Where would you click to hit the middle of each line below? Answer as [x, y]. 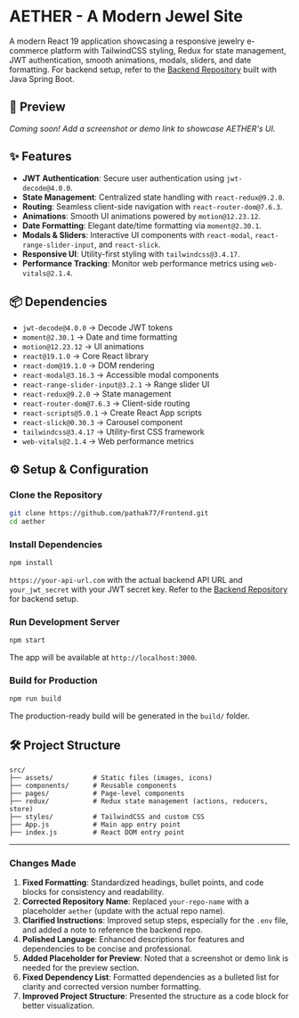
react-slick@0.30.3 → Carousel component [102, 423]
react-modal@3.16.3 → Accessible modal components [121, 375]
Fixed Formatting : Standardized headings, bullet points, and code [143, 883]
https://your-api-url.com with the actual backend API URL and [126, 579]
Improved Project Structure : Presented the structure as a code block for [155, 997]
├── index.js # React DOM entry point [97, 833]
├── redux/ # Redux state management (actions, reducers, [139, 801]
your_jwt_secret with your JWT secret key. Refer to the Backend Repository [149, 589]
